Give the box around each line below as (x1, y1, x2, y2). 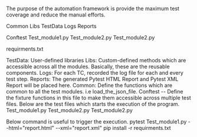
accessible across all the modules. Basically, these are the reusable (6, 63, 170, 70)
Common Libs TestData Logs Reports (6, 23, 97, 29)
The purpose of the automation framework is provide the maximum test (6, 5, 180, 12)
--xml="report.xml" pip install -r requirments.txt (55, 125, 171, 131)
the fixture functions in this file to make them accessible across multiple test (6, 94, 191, 101)
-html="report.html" (6, 125, 55, 131)
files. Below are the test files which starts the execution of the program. (6, 101, 180, 108)
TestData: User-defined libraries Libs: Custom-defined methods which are (6, 57, 186, 64)
